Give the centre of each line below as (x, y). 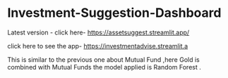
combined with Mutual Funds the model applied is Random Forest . (104, 67)
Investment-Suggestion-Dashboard (114, 13)
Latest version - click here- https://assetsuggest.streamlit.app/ (98, 32)
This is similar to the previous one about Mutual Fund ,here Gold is (103, 59)
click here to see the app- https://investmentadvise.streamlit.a (98, 46)
